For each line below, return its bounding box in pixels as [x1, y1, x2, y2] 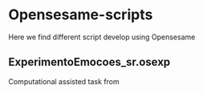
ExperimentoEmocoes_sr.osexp [8, 55, 171, 69]
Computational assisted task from [8, 76, 120, 86]
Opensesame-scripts [8, 6, 153, 24]
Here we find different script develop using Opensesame [8, 32, 196, 42]
